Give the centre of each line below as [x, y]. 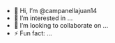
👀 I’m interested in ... [43, 18]
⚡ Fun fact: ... [33, 33]
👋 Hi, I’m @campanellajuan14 [55, 11]
